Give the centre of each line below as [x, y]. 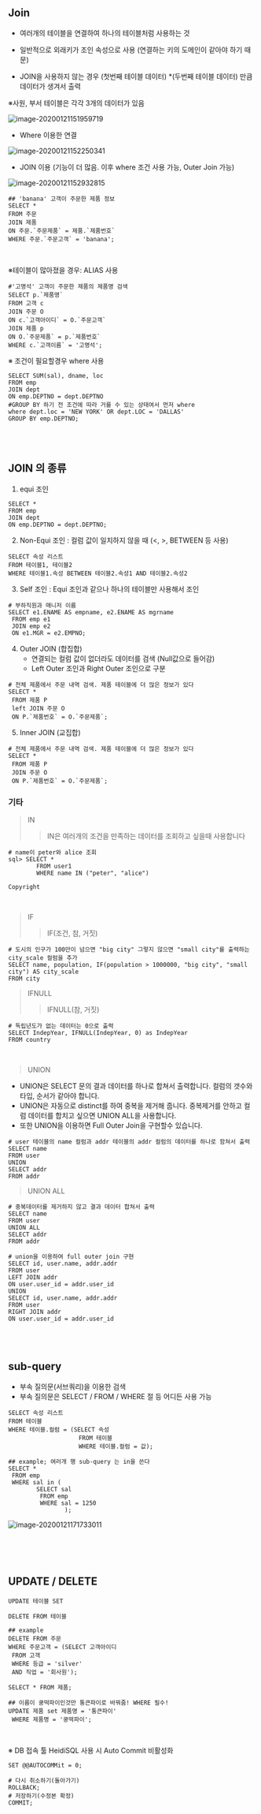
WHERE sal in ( [36, 1482]
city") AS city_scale [44, 972]
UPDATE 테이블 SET [36, 1601]
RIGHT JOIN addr [35, 1312]
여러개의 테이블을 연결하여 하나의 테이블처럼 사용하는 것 [105, 33]
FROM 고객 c [26, 303]
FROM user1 [54, 866]
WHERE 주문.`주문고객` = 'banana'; [61, 239]
